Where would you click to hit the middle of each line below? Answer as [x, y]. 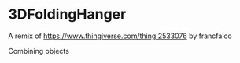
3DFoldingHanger [67, 14]
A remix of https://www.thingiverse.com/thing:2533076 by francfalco [120, 36]
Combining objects [39, 51]
